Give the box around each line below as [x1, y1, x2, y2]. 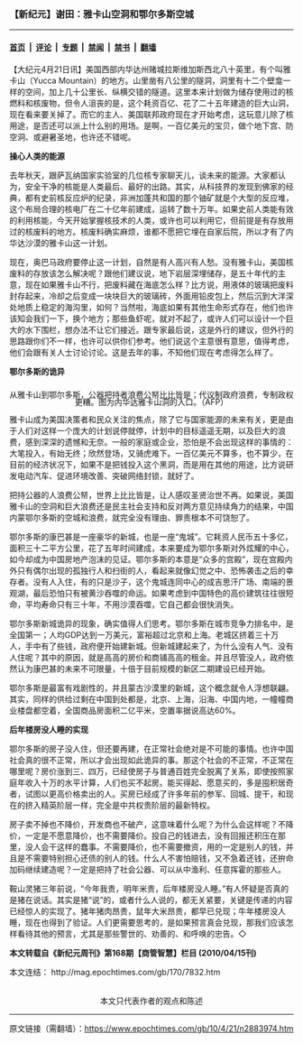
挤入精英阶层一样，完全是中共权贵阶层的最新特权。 [24, 800, 215, 811]
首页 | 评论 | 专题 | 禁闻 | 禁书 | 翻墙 [9, 42, 157, 52]
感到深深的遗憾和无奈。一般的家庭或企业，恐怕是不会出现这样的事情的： [24, 437, 294, 448]
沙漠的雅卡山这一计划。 [24, 237, 113, 248]
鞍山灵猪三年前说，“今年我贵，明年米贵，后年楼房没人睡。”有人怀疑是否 [9, 883, 273, 894]
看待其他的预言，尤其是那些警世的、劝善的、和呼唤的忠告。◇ [16, 928, 247, 939]
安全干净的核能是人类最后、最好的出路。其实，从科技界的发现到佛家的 [24, 180, 286, 191]
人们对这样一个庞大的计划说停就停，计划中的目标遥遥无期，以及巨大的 [16, 426, 278, 437]
